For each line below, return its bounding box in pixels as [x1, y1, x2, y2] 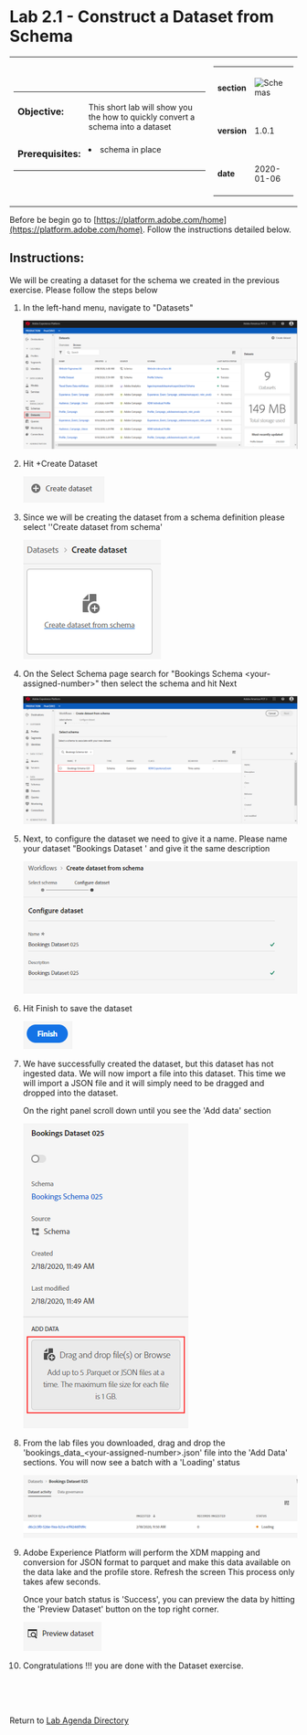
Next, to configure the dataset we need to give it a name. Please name [22, 833, 288, 844]
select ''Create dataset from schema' [22, 522, 163, 533]
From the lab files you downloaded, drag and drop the [22, 1437, 226, 1448]
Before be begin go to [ [9, 214, 98, 225]
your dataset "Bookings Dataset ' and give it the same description [22, 843, 270, 853]
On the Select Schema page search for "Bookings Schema [22, 669, 244, 680]
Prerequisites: [17, 147, 81, 160]
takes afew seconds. [22, 1576, 101, 1587]
